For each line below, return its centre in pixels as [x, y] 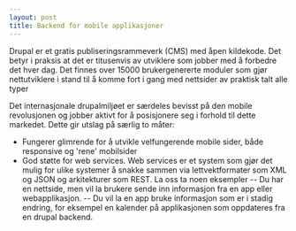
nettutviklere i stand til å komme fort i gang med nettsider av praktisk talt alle [148, 79]
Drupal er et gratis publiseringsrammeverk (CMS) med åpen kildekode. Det [145, 50]
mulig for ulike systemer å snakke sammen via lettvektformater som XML [154, 170]
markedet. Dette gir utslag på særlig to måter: [92, 124]
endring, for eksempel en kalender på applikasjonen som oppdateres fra [153, 207]
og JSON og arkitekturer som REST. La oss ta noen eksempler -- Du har [153, 179]
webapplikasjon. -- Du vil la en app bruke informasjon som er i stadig [148, 198]
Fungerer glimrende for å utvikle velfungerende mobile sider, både [142, 142]
